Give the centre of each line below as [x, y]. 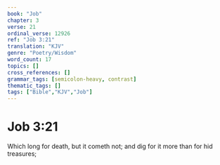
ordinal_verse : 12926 [39, 33]
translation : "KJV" [36, 46]
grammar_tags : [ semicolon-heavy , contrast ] [72, 79]
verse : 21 [22, 27]
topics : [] [23, 66]
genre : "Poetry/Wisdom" [42, 53]
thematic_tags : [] [34, 86]
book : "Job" [25, 14]
